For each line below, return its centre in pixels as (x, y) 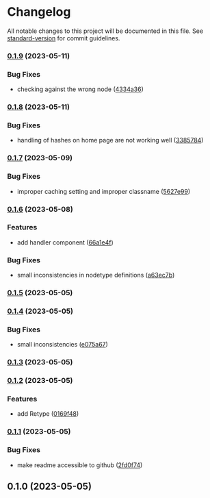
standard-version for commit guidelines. (64, 38)
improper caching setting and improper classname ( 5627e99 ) (104, 191)
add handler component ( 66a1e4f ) (65, 242)
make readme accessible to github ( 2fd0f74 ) (80, 465)
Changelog (39, 12)
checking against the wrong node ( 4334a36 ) (80, 89)
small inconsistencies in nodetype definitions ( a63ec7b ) (96, 275)
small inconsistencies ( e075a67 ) (62, 345)
